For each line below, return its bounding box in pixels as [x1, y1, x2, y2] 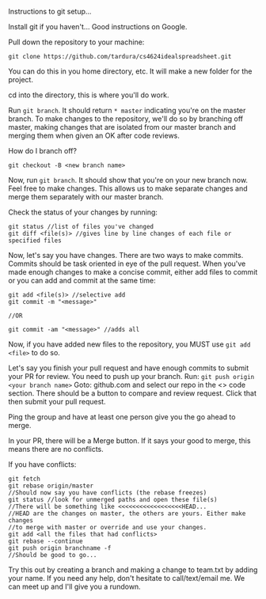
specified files [8, 237, 62, 245]
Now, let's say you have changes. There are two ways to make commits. [8, 251, 244, 260]
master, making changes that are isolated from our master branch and [8, 123, 236, 131]
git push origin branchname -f [8, 544, 112, 552]
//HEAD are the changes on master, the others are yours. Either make [8, 510, 246, 517]
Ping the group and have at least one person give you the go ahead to [8, 412, 236, 422]
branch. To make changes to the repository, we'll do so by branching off [8, 114, 244, 123]
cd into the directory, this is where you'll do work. [8, 90, 169, 100]
